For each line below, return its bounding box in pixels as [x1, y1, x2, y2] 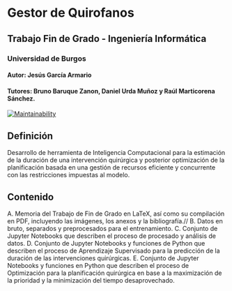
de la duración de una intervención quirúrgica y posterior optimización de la [7, 156, 225, 165]
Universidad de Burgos [7, 54, 86, 64]
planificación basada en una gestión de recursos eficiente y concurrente [7, 163, 216, 172]
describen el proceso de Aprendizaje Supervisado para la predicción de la [7, 246, 221, 255]
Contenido [7, 191, 54, 203]
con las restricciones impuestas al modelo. [7, 171, 130, 179]
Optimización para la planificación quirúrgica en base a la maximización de [7, 269, 222, 277]
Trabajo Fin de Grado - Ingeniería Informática [7, 33, 207, 45]
